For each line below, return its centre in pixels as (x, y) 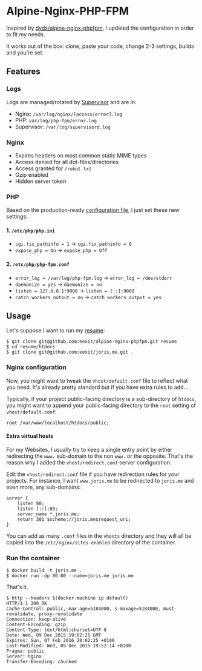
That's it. (17, 587)
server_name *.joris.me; (48, 514)
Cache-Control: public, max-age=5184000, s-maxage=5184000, (84, 609)
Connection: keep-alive (36, 620)
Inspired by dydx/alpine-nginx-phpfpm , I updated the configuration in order (100, 28)
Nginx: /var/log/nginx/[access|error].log (69, 114)
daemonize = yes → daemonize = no (58, 284)
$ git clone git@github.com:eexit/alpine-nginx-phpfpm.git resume (92, 342)
